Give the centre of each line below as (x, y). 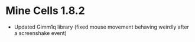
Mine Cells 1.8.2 (45, 11)
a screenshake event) (40, 33)
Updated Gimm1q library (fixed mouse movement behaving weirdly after (102, 27)
